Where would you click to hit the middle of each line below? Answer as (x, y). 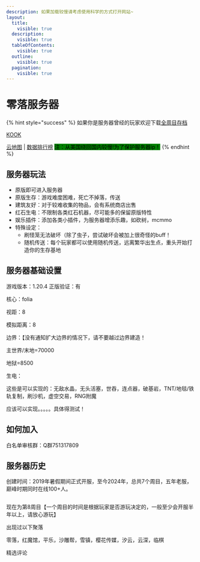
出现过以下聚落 (25, 527)
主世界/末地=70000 (30, 350)
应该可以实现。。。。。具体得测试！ (46, 409)
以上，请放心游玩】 (35, 515)
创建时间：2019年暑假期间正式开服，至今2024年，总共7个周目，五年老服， (99, 481)
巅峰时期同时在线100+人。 (39, 489)
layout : (16, 17)
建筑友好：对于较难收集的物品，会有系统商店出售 (75, 205)
